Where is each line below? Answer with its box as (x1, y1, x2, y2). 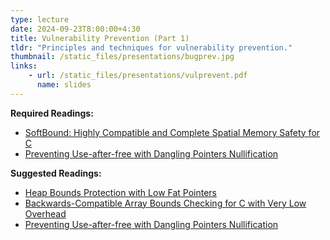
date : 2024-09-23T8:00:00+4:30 (10, 24, 141, 34)
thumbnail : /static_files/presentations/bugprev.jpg (10, 52, 235, 62)
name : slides (36, 80, 92, 90)
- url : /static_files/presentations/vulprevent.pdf (28, 71, 248, 81)
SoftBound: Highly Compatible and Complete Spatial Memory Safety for (24, 126, 321, 138)
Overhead (24, 207, 67, 220)
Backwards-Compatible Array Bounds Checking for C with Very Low (24, 197, 307, 209)
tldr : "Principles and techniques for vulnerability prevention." (10, 42, 293, 53)
